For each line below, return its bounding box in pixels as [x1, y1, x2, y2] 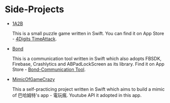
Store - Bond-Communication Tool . [12, 66, 86, 72]
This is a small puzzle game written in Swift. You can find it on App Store [12, 30, 164, 36]
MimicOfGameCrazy [12, 76, 55, 82]
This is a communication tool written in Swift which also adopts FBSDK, [12, 55, 162, 62]
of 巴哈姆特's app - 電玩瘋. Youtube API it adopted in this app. [12, 92, 142, 98]
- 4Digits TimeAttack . [12, 36, 57, 42]
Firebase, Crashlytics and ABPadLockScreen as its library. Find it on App [12, 61, 165, 67]
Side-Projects [5, 4, 64, 15]
